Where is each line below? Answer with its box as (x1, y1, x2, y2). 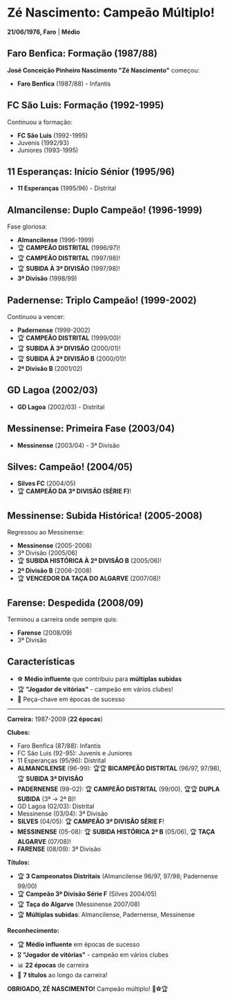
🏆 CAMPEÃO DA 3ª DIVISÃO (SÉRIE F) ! (17, 487, 132, 495)
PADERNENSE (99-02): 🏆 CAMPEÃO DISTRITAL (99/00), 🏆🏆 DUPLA (17, 785, 220, 793)
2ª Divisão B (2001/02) (17, 365, 83, 372)
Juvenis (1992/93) (17, 138, 69, 146)
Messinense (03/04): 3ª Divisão (17, 809, 108, 818)
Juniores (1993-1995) (17, 146, 79, 154)
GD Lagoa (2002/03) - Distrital (17, 403, 105, 411)
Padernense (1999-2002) (17, 326, 91, 334)
